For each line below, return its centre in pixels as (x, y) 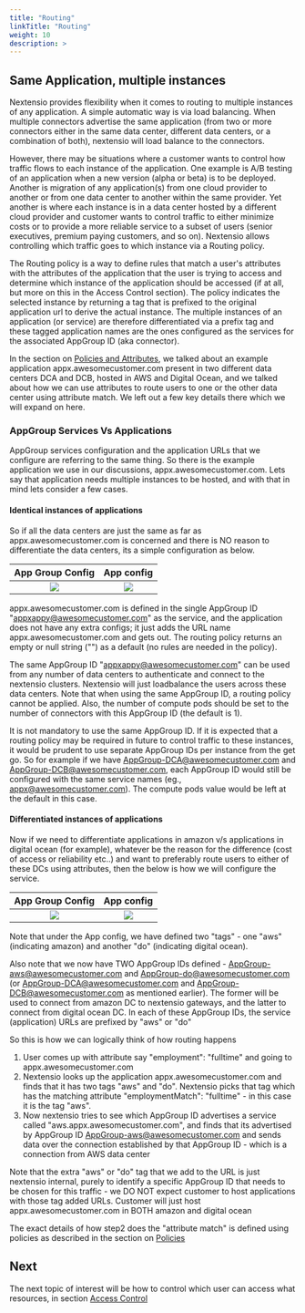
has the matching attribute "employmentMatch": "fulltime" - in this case (157, 1096)
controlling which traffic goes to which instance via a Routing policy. (137, 246)
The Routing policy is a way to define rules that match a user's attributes (145, 264)
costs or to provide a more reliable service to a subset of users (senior (141, 227)
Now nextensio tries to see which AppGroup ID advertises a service (149, 1115)
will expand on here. (47, 408)
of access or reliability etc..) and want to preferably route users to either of (149, 859)
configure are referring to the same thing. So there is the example (132, 460)
